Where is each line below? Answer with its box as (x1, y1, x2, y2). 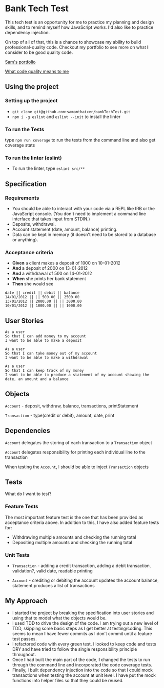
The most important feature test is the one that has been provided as (5, 514, 143, 520)
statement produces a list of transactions (12, 583, 95, 589)
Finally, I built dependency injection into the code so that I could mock (12, 667, 153, 673)
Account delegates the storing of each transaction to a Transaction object (5, 439, 152, 446)
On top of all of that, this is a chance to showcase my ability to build (5, 39, 142, 45)
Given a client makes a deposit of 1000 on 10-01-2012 (12, 260, 121, 266)
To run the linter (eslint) (5, 154, 62, 161)
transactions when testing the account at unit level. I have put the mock (12, 672, 156, 678)
